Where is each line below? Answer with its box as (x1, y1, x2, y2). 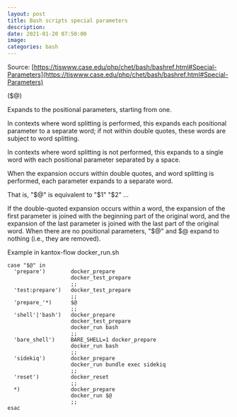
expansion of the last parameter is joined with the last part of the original (7, 219, 219, 228)
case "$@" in (7, 262, 46, 269)
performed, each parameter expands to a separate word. (7, 177, 173, 185)
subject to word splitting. (7, 134, 80, 143)
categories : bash (7, 43, 59, 50)
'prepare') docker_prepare (13, 268, 115, 275)
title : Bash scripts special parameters (7, 17, 129, 24)
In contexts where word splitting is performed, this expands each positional (7, 119, 227, 128)
